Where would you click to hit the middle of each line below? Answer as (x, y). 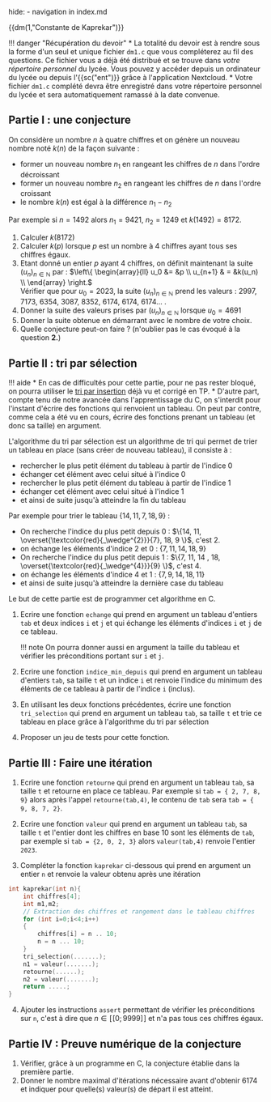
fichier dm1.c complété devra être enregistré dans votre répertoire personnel (135, 86)
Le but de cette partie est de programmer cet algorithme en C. (112, 599)
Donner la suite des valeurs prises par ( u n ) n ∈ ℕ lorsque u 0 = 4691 (131, 311)
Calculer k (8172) (47, 237)
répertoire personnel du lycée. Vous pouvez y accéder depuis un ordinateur (134, 69)
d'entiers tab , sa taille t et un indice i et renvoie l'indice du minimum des (141, 680)
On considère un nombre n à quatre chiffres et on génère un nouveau (124, 139)
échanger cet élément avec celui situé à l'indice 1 (102, 491)
